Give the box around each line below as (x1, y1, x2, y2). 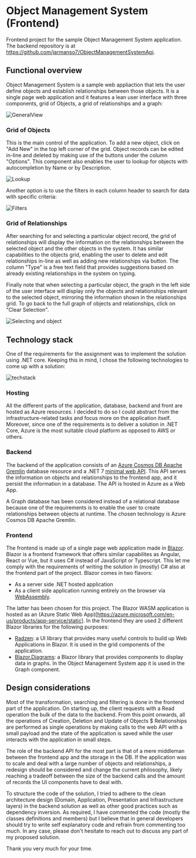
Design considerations (6, 683, 91, 693)
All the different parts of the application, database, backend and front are (6, 402, 183, 409)
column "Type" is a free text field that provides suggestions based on (6, 264, 174, 271)
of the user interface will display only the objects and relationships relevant (6, 288, 188, 295)
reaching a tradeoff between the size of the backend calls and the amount (6, 772, 185, 779)
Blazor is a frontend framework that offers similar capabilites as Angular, (6, 551, 181, 558)
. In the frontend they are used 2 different (83, 617, 183, 624)
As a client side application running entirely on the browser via (14, 587, 165, 594)
